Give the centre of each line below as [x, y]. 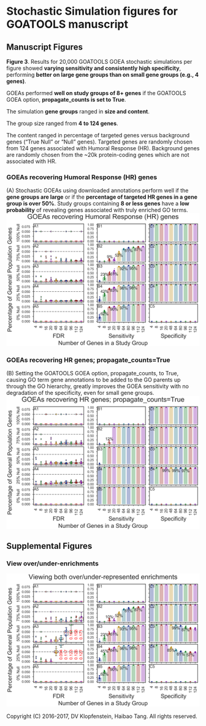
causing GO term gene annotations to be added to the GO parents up [93, 380]
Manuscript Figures [44, 47]
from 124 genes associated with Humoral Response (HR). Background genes [103, 148]
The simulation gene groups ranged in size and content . [78, 111]
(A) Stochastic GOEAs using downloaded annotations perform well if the [97, 191]
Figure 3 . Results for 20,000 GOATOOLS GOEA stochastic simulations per [99, 62]
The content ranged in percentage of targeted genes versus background [98, 135]
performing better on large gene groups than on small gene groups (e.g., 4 [103, 75]
